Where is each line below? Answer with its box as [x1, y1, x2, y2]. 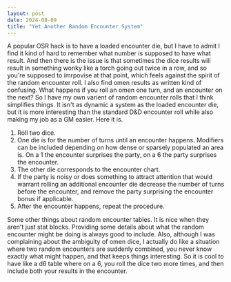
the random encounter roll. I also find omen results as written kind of [7, 79, 202, 87]
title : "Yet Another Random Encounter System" [7, 23, 143, 30]
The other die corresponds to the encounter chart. [17, 165, 161, 173]
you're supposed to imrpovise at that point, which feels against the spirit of [7, 71, 221, 79]
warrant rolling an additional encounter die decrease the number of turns [17, 180, 225, 189]
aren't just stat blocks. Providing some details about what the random [7, 223, 205, 232]
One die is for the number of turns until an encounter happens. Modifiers [17, 136, 224, 144]
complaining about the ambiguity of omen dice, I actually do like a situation [7, 238, 220, 246]
